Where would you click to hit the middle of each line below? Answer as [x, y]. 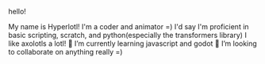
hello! [17, 11]
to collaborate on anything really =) [65, 52]
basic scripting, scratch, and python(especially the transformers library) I [128, 35]
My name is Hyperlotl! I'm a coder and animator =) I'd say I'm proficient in [129, 26]
